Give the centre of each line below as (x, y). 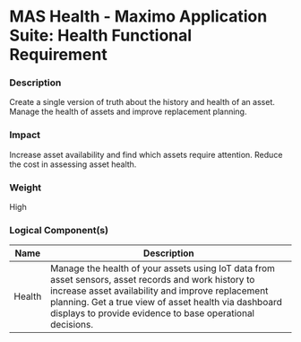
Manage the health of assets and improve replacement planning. (128, 112)
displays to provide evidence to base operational (153, 313)
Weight (26, 188)
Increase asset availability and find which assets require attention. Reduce (146, 154)
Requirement (58, 55)
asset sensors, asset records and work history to (153, 280)
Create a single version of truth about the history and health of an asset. (142, 102)
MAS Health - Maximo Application (138, 17)
